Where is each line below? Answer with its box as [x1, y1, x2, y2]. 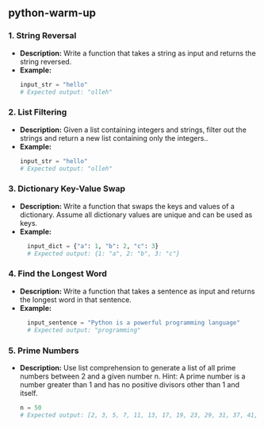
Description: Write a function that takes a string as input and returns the [19, 48, 256, 58]
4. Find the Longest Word [8, 268, 107, 279]
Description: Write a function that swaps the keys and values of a [19, 201, 235, 211]
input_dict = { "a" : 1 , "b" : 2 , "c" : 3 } [27, 242, 159, 250]
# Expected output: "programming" [27, 326, 141, 334]
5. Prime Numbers [8, 345, 79, 356]
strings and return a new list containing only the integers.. [19, 133, 209, 142]
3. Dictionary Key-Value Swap [8, 183, 125, 194]
